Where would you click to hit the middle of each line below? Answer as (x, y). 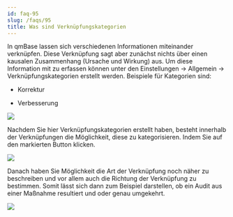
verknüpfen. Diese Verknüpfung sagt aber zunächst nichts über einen (107, 54)
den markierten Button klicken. (51, 144)
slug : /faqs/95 (29, 20)
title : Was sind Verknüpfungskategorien (67, 27)
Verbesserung (38, 103)
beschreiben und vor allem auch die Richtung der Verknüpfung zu (102, 179)
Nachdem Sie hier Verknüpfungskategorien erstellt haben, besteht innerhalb (117, 130)
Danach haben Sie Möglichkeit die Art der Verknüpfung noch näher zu (108, 171)
